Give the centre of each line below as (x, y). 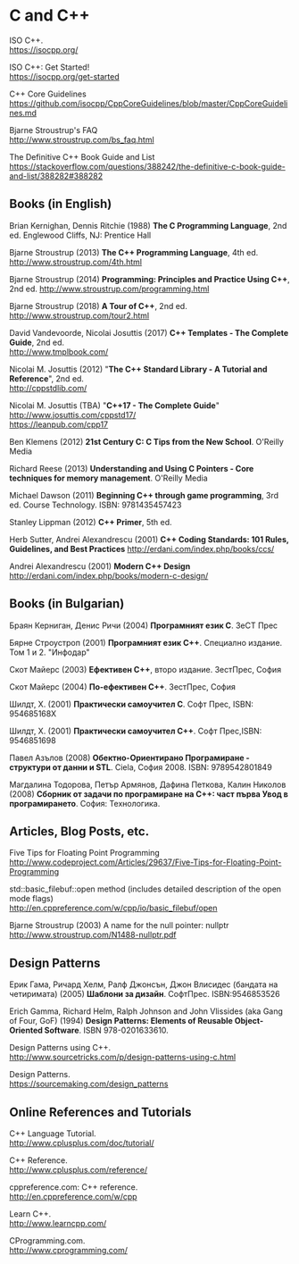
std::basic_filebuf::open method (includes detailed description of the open (145, 889)
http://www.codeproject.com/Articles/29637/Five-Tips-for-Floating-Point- (145, 862)
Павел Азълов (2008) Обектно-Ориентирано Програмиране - (129, 758)
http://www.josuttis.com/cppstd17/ (73, 414)
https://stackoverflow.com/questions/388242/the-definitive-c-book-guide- (147, 166)
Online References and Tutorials (100, 1112)
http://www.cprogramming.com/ (68, 1250)
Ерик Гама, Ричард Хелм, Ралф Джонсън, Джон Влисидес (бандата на (144, 984)
